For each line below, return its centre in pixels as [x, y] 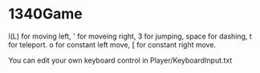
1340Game [45, 14]
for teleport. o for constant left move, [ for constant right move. [112, 44]
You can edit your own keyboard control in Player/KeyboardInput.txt [120, 60]
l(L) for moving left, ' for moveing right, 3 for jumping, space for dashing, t [130, 36]
